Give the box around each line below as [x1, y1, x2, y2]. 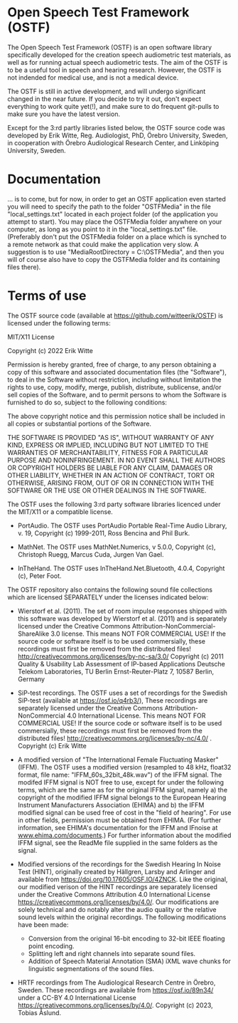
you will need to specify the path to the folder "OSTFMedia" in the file [7, 202, 211, 211]
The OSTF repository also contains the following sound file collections [7, 585, 213, 594]
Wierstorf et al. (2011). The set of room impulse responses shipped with [17, 607, 227, 615]
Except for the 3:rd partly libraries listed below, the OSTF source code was [7, 123, 225, 132]
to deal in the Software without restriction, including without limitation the [7, 375, 222, 384]
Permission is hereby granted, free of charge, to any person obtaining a [7, 360, 217, 369]
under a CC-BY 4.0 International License [17, 993, 136, 1002]
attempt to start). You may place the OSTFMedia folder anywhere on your [7, 217, 222, 226]
